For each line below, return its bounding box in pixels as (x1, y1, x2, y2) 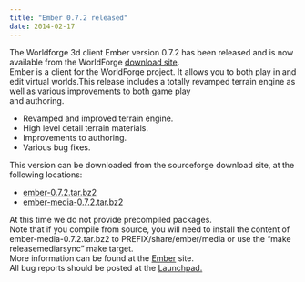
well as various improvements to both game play (9, 86, 191, 96)
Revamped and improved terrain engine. (22, 113, 174, 124)
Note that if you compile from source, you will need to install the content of (9, 224, 290, 235)
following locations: (9, 169, 83, 180)
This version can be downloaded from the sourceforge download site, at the (9, 159, 295, 170)
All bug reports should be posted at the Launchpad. (9, 262, 203, 273)
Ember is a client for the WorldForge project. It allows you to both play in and (9, 65, 297, 77)
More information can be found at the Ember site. (9, 252, 194, 264)
